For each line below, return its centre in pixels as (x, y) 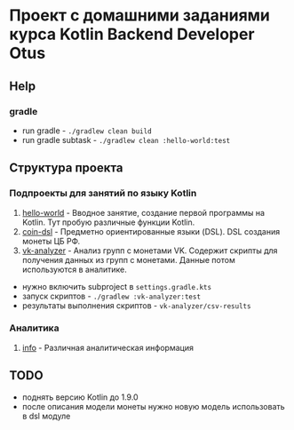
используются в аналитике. (74, 269)
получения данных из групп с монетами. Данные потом (128, 259)
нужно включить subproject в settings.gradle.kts (116, 286)
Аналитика (34, 328)
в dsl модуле (46, 416)
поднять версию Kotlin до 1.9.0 (80, 397)
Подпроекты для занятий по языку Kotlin (103, 194)
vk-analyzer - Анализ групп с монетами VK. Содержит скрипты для (150, 251)
